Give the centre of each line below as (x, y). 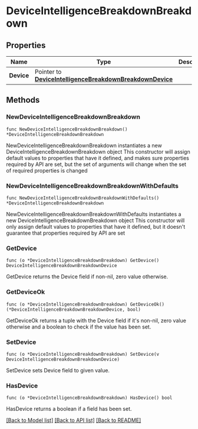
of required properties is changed (47, 170)
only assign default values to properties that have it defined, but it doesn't (96, 226)
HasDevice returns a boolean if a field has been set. (69, 409)
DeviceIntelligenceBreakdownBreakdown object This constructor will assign (98, 151)
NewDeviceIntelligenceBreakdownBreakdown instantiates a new (84, 145)
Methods (23, 100)
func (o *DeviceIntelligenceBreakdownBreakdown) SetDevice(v (83, 354)
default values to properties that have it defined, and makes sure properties (98, 158)
